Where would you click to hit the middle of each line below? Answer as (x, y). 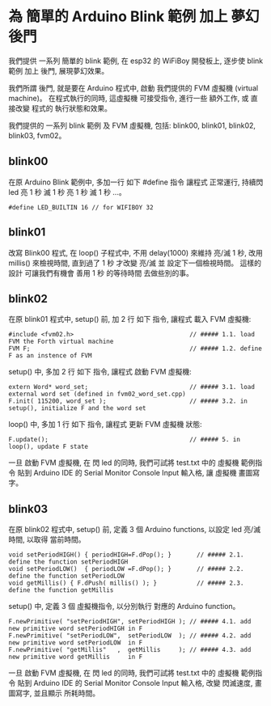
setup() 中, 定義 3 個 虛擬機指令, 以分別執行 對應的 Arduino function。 (124, 607)
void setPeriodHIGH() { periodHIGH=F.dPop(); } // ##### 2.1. (126, 555)
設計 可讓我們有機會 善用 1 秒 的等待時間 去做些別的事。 (101, 273)
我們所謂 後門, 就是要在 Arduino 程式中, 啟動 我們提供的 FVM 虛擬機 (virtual (133, 88)
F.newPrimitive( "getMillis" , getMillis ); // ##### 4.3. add (130, 650)
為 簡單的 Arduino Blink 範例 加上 (118, 17)
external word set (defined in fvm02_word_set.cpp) (97, 394)
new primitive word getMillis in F (76, 657)
